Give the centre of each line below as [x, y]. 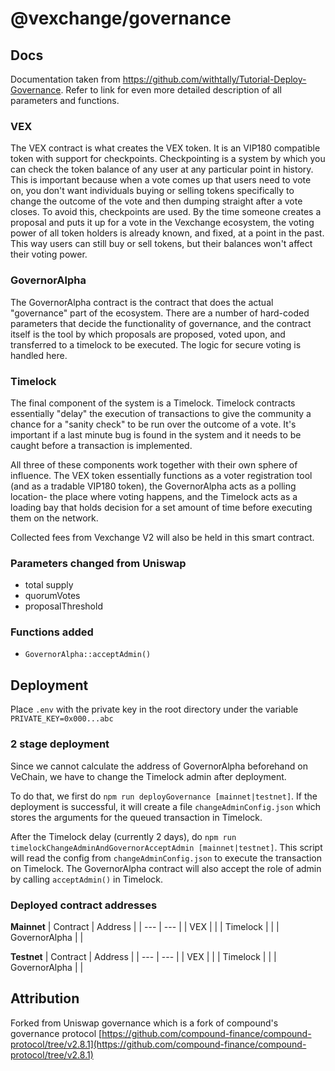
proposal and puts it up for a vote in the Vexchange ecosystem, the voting [162, 223]
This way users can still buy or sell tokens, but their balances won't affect [161, 244]
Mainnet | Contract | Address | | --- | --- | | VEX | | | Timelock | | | [145, 926]
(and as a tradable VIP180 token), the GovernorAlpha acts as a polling [153, 486]
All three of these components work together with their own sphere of [154, 464]
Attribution [45, 998]
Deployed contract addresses [84, 905]
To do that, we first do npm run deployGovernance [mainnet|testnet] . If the [164, 796]
